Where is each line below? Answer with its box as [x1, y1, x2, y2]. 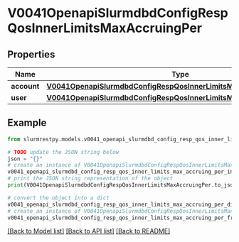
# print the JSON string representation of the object [7, 175, 174, 182]
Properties [7, 48, 55, 60]
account [11, 82, 40, 91]
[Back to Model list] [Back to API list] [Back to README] [7, 227, 171, 236]
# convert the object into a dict [7, 194, 110, 202]
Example [7, 117, 47, 129]
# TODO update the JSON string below [7, 148, 119, 155]
